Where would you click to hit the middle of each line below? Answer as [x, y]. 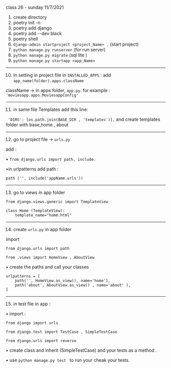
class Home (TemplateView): [36, 211]
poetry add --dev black [38, 33]
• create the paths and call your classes [47, 267]
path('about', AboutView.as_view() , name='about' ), [73, 285]
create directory [30, 17]
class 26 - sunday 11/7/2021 [35, 7]
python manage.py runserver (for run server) [59, 50]
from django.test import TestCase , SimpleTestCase [61, 332]
